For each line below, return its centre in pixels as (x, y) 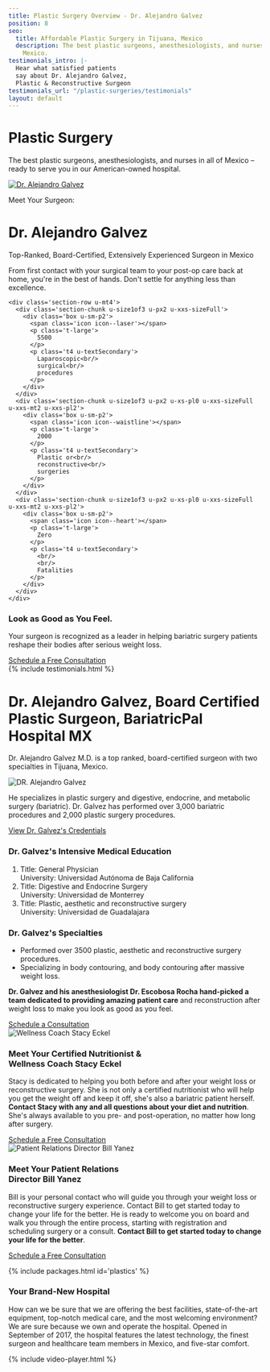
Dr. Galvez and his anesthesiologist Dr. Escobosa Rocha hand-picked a (129, 991)
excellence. (27, 288)
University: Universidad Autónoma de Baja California (107, 877)
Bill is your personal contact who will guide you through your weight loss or (133, 1196)
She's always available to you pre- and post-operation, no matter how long (132, 1116)
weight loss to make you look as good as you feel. (91, 1009)
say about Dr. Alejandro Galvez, (72, 76)
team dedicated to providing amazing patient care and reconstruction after (134, 1000)
